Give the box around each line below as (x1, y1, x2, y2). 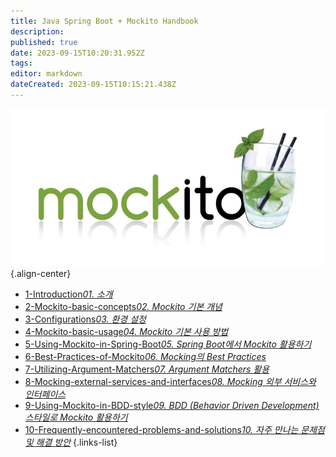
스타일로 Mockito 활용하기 (24, 411, 128, 423)
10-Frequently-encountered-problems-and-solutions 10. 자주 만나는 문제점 (24, 423, 325, 435)
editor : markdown (10, 69, 83, 79)
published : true (10, 37, 78, 47)
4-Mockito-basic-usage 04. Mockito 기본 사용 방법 (24, 325, 229, 337)
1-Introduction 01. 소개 (24, 288, 113, 300)
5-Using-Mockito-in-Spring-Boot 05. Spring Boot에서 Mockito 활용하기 (24, 338, 312, 350)
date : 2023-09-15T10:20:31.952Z (10, 48, 145, 58)
